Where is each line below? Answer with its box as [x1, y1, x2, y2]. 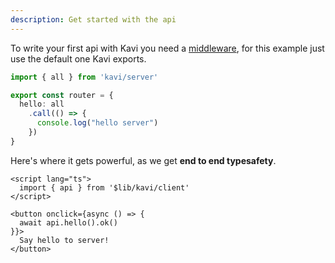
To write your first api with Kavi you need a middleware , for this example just [10, 42, 325, 54]
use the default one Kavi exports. [10, 52, 147, 65]
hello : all [19, 99, 65, 110]
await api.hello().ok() [19, 217, 118, 228]
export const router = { [10, 90, 114, 100]
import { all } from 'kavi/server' [10, 72, 159, 82]
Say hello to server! [19, 235, 110, 245]
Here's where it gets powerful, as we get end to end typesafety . [10, 154, 277, 166]
